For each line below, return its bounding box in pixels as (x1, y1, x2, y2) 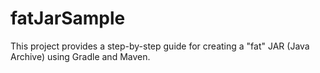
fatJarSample (10, 7, 126, 30)
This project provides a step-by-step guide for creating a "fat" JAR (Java (10, 40, 310, 52)
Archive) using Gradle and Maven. (10, 50, 151, 62)
